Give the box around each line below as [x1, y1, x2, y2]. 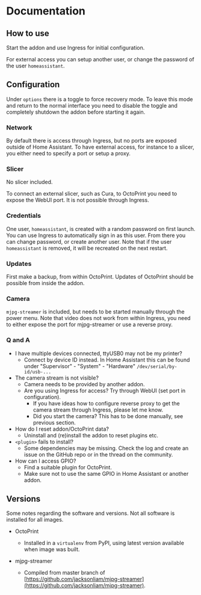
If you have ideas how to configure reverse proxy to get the [32, 399, 181, 407]
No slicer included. [6, 179, 53, 186]
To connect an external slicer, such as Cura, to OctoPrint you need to [6, 190, 178, 197]
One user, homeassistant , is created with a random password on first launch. [6, 225, 196, 232]
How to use [6, 28, 49, 39]
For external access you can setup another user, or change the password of [6, 56, 194, 63]
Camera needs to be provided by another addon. [23, 380, 145, 387]
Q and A [6, 336, 30, 344]
